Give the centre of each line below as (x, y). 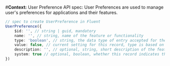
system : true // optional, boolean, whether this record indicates (87, 54)
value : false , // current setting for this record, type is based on (89, 45)
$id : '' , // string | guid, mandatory (55, 31)
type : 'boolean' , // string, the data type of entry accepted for (86, 40)
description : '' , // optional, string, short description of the (85, 49)
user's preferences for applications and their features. (61, 12)
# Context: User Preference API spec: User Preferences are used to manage (84, 7)
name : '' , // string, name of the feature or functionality (79, 35)
